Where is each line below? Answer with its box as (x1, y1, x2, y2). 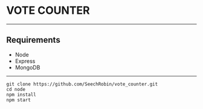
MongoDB (14, 64, 40, 71)
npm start (6, 97, 31, 103)
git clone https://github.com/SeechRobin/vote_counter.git (6, 81, 158, 87)
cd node (6, 86, 26, 92)
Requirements (6, 35, 60, 45)
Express (14, 57, 36, 64)
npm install (6, 92, 36, 98)
